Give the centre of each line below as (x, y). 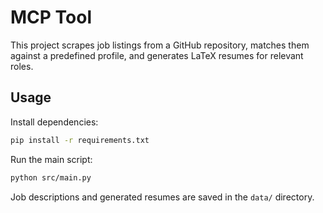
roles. (22, 66)
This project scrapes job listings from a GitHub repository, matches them (160, 45)
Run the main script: (51, 159)
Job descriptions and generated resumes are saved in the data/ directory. (162, 197)
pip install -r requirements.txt (80, 140)
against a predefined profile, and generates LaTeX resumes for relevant (157, 55)
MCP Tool (51, 17)
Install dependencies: (54, 122)
